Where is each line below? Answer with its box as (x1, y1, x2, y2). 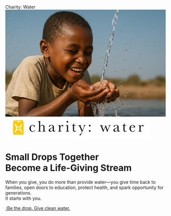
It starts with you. (5, 195, 42, 201)
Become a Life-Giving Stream (5, 162, 132, 174)
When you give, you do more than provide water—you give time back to (5, 179, 156, 185)
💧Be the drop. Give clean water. (5, 205, 71, 211)
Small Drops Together (5, 151, 99, 163)
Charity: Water (5, 4, 36, 10)
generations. (5, 190, 32, 196)
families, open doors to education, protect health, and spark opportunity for (5, 184, 164, 191)
